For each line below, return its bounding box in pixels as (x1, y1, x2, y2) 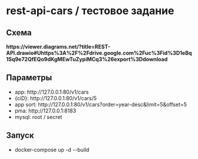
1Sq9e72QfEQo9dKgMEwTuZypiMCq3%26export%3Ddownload (6, 56, 168, 62)
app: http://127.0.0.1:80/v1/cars (14, 88, 89, 95)
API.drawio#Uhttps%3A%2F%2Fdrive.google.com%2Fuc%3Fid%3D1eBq (6, 49, 192, 57)
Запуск (6, 131, 34, 141)
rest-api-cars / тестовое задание (6, 4, 174, 18)
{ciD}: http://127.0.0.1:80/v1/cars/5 (14, 94, 97, 101)
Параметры (6, 72, 52, 83)
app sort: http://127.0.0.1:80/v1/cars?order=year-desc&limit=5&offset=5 (14, 101, 187, 108)
